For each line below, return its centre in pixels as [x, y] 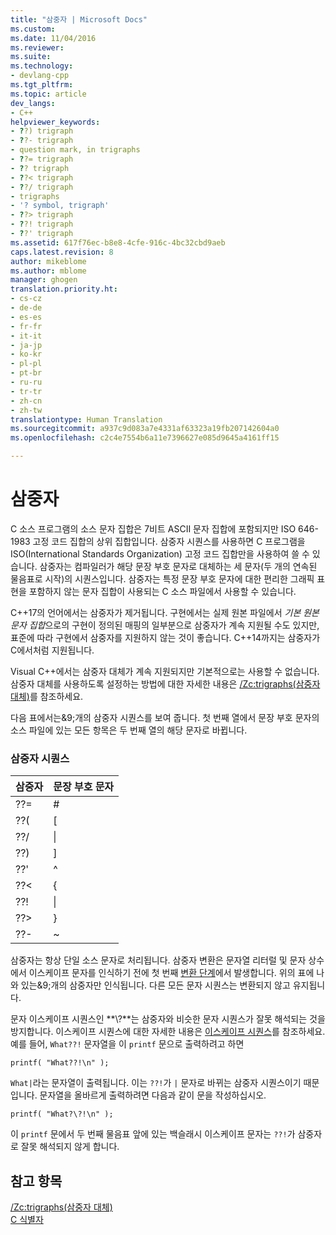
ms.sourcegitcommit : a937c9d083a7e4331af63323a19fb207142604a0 [145, 429]
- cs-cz [26, 299]
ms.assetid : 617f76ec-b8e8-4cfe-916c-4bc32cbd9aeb [118, 242]
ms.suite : [31, 57]
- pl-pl [26, 364]
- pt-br [26, 373]
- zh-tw [26, 410]
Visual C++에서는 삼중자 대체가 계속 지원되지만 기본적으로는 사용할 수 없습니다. [165, 671]
